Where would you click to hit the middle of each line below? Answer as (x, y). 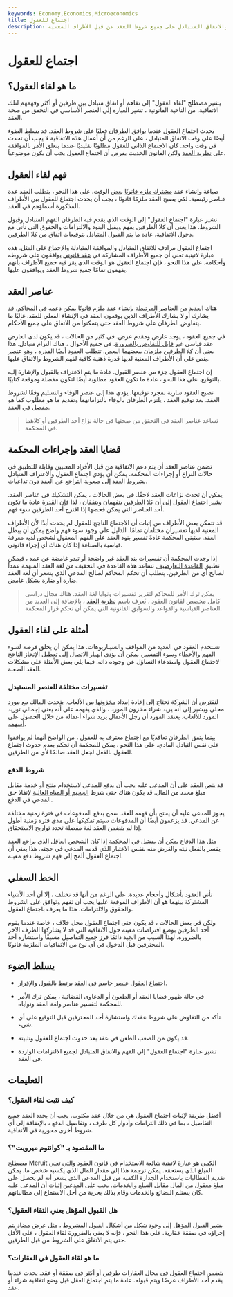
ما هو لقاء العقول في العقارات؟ (54, 1258)
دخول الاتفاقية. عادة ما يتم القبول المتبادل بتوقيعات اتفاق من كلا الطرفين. (101, 234)
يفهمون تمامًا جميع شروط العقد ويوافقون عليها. (68, 270)
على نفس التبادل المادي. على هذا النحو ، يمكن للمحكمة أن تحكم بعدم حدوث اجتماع (114, 744)
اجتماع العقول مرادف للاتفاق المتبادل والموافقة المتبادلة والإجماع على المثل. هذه (110, 248)
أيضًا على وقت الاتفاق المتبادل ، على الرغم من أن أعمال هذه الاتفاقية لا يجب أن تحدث (116, 138)
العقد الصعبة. (25, 669)
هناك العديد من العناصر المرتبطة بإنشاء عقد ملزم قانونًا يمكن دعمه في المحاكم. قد (112, 308)
